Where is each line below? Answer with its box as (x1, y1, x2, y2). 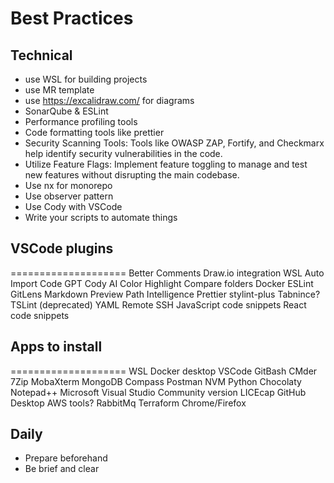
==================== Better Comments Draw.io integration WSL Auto (10, 267, 325, 279)
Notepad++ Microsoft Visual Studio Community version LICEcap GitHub (10, 386, 307, 398)
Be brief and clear (24, 463, 100, 475)
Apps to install (10, 338, 103, 356)
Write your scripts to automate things (24, 212, 178, 223)
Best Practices (10, 7, 134, 30)
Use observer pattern (24, 190, 114, 202)
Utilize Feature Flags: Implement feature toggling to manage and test (24, 158, 308, 170)
